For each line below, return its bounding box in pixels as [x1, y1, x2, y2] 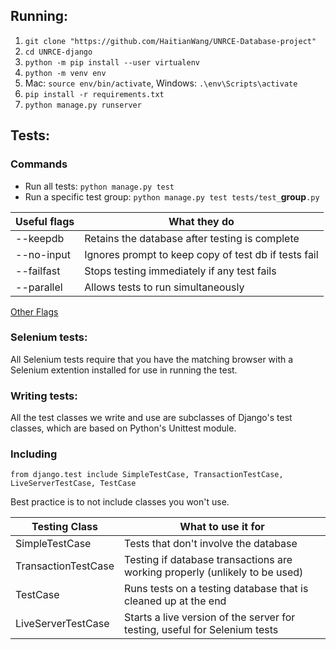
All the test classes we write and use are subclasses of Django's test [10, 412, 293, 424]
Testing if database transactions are [124, 553, 293, 567]
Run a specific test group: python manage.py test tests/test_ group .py [24, 190, 320, 203]
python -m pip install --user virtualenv [24, 57, 200, 68]
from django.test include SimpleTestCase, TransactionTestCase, [10, 470, 284, 480]
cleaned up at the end [124, 594, 227, 608]
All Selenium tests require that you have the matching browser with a [10, 353, 294, 365]
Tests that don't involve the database [124, 537, 298, 551]
